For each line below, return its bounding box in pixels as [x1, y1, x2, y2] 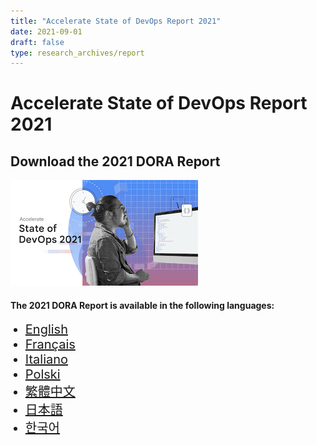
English [24, 321, 68, 338]
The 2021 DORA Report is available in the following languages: [10, 299, 275, 311]
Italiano [24, 351, 69, 368]
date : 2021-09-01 [10, 26, 83, 37]
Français [24, 336, 76, 353]
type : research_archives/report [10, 48, 145, 58]
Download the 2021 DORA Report [10, 153, 221, 170]
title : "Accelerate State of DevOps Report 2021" [10, 16, 222, 26]
